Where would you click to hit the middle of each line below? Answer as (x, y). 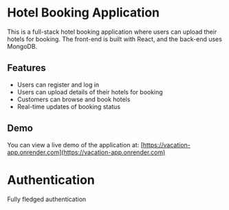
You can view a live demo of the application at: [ (75, 145)
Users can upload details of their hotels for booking (90, 92)
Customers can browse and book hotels (74, 99)
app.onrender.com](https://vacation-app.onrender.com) (86, 152)
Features (26, 68)
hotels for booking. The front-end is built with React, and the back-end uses (115, 39)
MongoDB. (22, 46)
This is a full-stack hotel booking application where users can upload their (112, 32)
